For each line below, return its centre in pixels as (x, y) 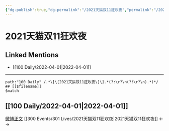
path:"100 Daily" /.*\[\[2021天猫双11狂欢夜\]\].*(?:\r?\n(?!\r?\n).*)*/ (82, 82)
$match (12, 91)
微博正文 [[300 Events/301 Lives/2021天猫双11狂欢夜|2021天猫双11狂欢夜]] (82, 119)
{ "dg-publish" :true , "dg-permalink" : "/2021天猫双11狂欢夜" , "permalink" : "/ (82, 10)
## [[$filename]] (23, 86)
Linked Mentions (32, 55)
